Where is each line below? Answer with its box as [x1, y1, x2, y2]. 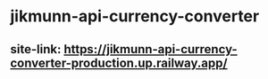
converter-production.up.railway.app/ [10, 55, 228, 70]
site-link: [10, 42, 62, 57]
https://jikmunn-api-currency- [63, 42, 238, 57]
